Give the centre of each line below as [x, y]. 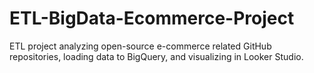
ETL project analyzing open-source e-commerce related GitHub [140, 46]
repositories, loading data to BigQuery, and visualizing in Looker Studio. [156, 56]
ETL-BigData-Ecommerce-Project [152, 18]
